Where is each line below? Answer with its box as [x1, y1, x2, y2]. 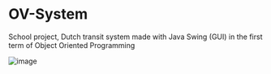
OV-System [8, 5, 88, 24]
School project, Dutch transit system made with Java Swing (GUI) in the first [8, 32, 263, 41]
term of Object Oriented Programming [8, 40, 135, 50]
